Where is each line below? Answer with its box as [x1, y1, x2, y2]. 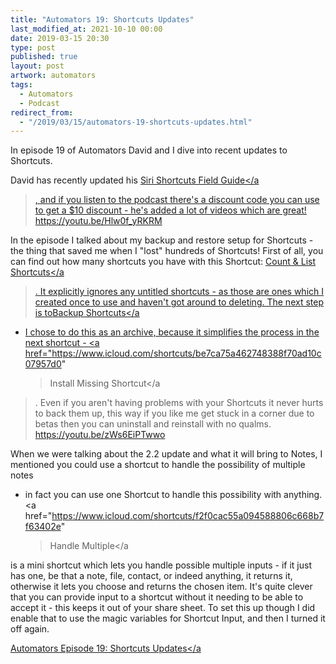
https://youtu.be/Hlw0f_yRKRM [34, 215, 163, 227]
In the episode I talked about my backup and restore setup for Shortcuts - [10, 234, 314, 246]
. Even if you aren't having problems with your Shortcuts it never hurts [34, 397, 324, 409]
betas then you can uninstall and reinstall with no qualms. [34, 418, 272, 430]
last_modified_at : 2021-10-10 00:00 [10, 24, 163, 34]
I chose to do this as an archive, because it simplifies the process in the [24, 326, 320, 338]
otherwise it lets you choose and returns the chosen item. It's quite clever [10, 581, 313, 593]
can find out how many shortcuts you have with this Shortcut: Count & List [10, 256, 316, 268]
